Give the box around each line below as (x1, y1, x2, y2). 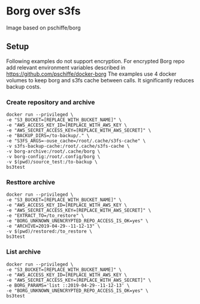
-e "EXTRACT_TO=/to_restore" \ (6, 213, 84, 219)
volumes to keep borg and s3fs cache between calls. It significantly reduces (6, 76, 195, 84)
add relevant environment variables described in (6, 64, 126, 71)
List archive (6, 248, 41, 256)
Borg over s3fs (6, 4, 81, 18)
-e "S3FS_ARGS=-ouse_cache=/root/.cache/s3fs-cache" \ (6, 138, 146, 144)
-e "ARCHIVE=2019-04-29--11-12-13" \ (6, 223, 101, 230)
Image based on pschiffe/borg (6, 24, 81, 31)
